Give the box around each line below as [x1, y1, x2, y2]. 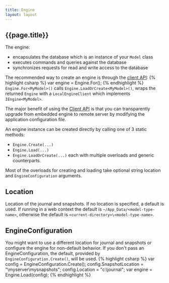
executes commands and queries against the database [12, 59, 127, 66]
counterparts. [12, 158, 41, 164]
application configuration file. [5, 117, 67, 123]
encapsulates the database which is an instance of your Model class [12, 54, 153, 60]
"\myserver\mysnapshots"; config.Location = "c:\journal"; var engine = [5, 266, 153, 272]
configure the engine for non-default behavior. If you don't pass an [5, 245, 144, 251]
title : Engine [5, 7, 35, 13]
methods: [5, 132, 25, 138]
